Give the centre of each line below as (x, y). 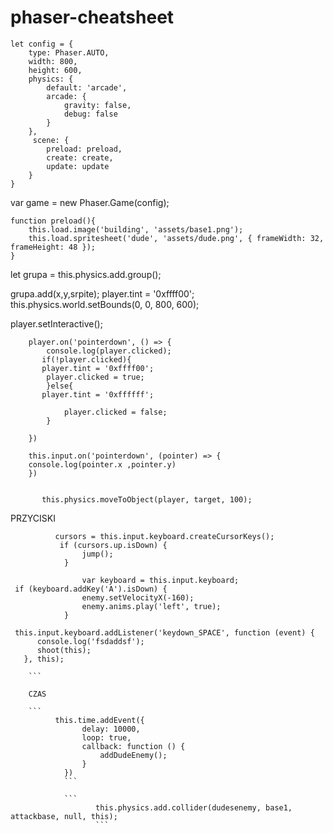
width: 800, (53, 61)
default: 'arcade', (87, 87)
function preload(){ (53, 221)
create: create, (80, 157)
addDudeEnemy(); (133, 755)
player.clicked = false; (115, 412)
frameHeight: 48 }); (53, 247)
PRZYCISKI (33, 518)
